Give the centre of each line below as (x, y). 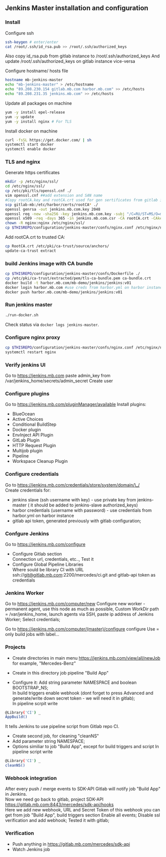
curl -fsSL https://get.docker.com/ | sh (48, 140)
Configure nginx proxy (33, 337)
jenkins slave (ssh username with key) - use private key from (74, 499)
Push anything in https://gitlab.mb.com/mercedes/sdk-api (71, 844)
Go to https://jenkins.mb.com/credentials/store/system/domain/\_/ (72, 485)
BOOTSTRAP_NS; (30, 687)
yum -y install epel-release (35, 112)
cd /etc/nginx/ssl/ (25, 186)
